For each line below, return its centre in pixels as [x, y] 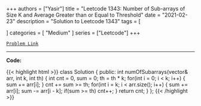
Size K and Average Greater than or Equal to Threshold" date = [83, 15]
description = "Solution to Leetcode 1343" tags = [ [78, 21]
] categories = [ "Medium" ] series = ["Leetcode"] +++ [73, 33]
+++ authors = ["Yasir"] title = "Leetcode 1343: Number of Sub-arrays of [96, 9]
